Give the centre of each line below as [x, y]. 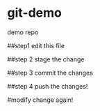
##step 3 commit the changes [50, 73]
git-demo [35, 13]
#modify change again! [40, 100]
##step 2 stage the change [46, 59]
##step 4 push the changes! [48, 86]
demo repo [23, 32]
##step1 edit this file [36, 45]
